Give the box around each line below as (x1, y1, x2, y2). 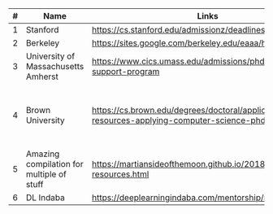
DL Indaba (25, 192, 65, 203)
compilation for (25, 159, 84, 169)
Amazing (25, 148, 60, 159)
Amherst (25, 71, 58, 82)
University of (25, 50, 76, 62)
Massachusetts (25, 61, 84, 72)
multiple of (25, 168, 67, 180)
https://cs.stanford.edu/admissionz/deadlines (92, 24, 266, 35)
